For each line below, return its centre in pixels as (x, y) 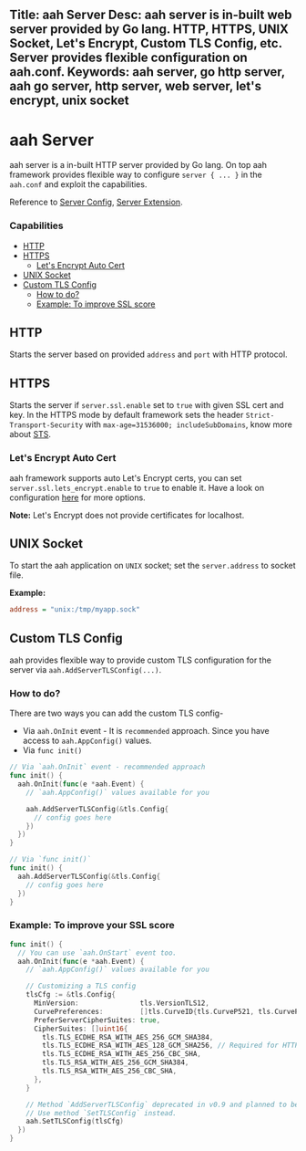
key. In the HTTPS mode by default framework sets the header (127, 415)
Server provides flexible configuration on (128, 58)
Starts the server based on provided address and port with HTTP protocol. (149, 354)
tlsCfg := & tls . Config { (71, 995)
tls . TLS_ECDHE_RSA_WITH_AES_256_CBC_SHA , (122, 1054)
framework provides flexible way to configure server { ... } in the (136, 175)
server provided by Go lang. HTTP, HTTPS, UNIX (149, 30)
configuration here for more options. (77, 497)
